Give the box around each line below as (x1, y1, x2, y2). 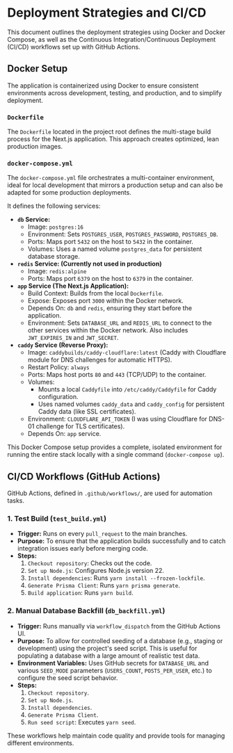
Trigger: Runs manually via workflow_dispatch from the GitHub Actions (17, 622, 221, 630)
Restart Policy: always (27, 363, 90, 371)
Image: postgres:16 (27, 222, 83, 231)
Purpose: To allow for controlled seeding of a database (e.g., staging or (17, 636, 223, 645)
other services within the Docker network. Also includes (27, 326, 188, 334)
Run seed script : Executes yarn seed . (27, 718, 136, 726)
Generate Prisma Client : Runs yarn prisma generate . (27, 581, 181, 590)
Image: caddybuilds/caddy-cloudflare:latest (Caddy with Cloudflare (27, 348, 227, 357)
